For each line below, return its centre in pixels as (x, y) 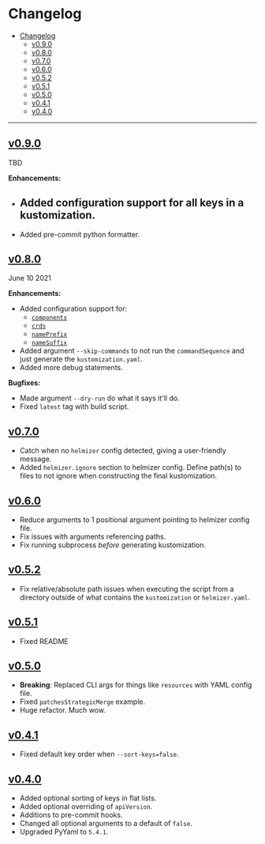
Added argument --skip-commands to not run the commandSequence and (132, 351)
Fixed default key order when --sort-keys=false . (99, 754)
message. (35, 459)
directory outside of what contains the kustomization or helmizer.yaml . (135, 597)
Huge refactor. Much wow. (63, 710)
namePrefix (49, 335)
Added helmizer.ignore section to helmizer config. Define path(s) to (131, 467)
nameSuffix (49, 343)
